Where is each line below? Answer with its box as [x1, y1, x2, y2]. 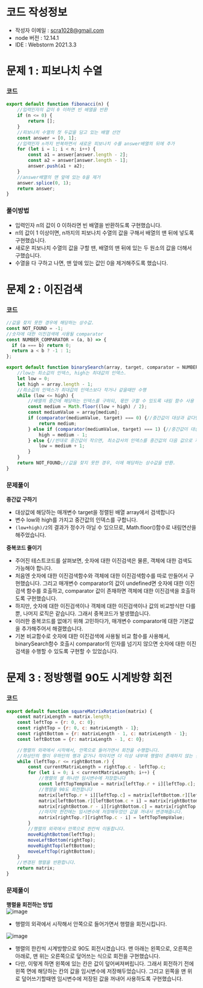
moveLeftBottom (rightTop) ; [28, 837, 96, 843]
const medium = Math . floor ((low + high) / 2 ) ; [28, 404, 147, 410]
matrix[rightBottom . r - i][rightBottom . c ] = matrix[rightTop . [38, 803, 199, 810]
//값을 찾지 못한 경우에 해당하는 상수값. [6, 320, 95, 326]
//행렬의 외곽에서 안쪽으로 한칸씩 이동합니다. [28, 826, 126, 832]
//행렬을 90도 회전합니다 [38, 786, 92, 792]
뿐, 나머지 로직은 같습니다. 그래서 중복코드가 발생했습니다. [14, 610, 151, 617]
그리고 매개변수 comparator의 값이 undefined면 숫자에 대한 [42, 580, 184, 587]
